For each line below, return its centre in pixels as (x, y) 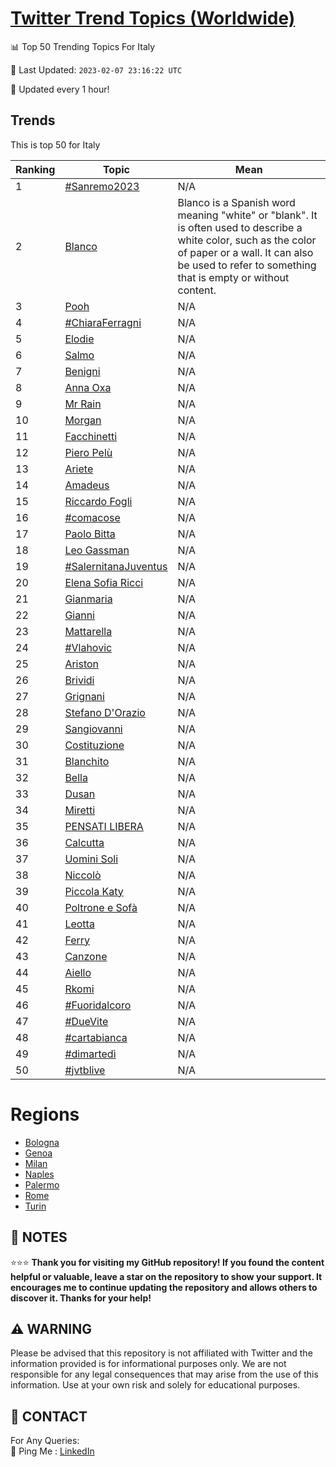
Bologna (42, 1142)
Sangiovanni (93, 729)
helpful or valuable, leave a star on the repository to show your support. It (166, 1276)
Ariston (82, 664)
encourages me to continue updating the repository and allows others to (164, 1287)
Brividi (79, 680)
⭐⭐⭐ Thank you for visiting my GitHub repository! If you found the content (167, 1262)
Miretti (80, 810)
